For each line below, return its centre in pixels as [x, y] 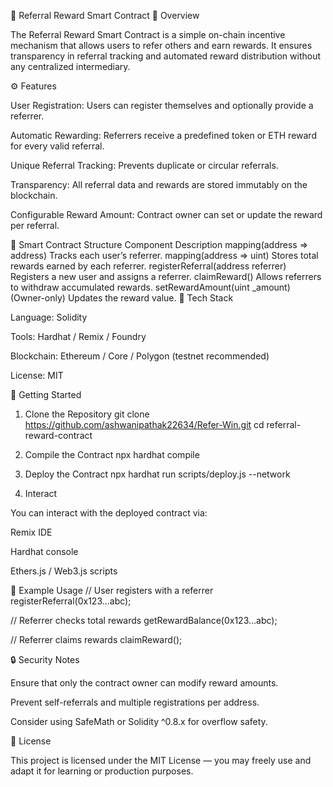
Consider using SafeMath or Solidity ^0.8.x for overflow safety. [139, 721]
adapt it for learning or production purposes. [102, 771]
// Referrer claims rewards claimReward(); [96, 639]
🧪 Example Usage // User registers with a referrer [112, 590]
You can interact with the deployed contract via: [109, 513]
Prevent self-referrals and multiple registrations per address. [135, 702]
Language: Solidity [49, 317]
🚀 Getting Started [46, 394]
